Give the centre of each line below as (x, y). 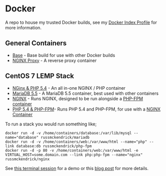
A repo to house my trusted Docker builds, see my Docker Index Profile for (81, 22)
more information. (23, 27)
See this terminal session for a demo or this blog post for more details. (77, 168)
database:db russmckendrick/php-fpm (54, 146)
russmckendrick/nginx (28, 159)
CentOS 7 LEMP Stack (40, 76)
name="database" (22, 137)
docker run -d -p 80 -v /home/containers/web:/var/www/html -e (72, 150)
